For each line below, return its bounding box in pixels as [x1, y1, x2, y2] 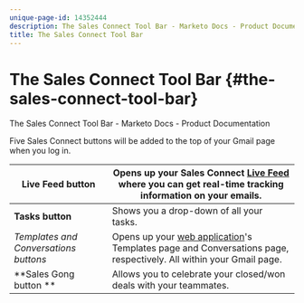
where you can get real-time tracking [118, 178, 284, 191]
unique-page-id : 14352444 [9, 13, 107, 23]
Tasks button [14, 210, 72, 223]
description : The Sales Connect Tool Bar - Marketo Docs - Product [9, 22, 270, 31]
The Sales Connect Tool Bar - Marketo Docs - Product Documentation [9, 118, 271, 129]
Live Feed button [21, 178, 96, 191]
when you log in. [9, 146, 71, 156]
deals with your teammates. [111, 279, 230, 292]
